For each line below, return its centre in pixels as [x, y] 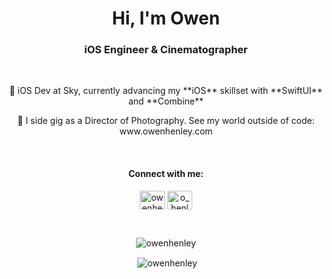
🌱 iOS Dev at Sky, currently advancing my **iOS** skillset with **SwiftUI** [166, 91]
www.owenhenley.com [166, 131]
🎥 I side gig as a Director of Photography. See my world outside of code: [166, 121]
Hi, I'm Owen [166, 18]
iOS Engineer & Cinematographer [166, 50]
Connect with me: [166, 174]
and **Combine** [165, 101]
